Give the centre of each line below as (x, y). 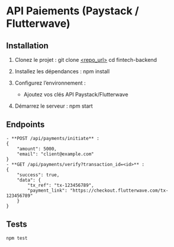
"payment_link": (48, 190)
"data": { (29, 180)
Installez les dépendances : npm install (62, 71)
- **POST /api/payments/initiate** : (53, 138)
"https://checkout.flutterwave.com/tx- (119, 190)
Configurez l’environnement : (50, 83)
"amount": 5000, (37, 149)
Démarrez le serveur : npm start (54, 106)
